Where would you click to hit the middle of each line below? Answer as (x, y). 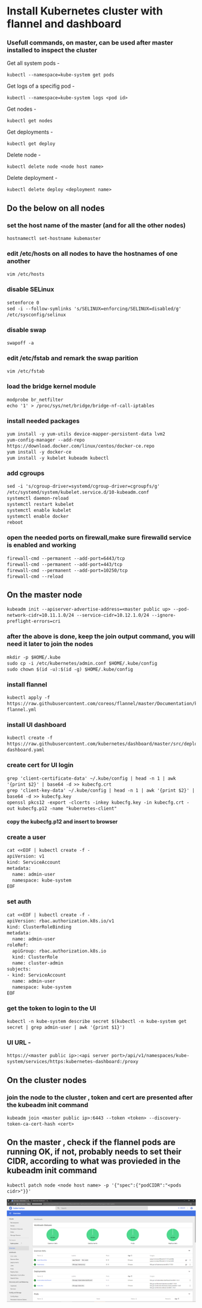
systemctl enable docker (38, 517)
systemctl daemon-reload (38, 498)
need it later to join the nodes (50, 644)
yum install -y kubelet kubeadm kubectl (58, 458)
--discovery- (165, 1118)
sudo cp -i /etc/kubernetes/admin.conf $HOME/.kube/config (82, 663)
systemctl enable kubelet (39, 511)
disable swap (27, 330)
